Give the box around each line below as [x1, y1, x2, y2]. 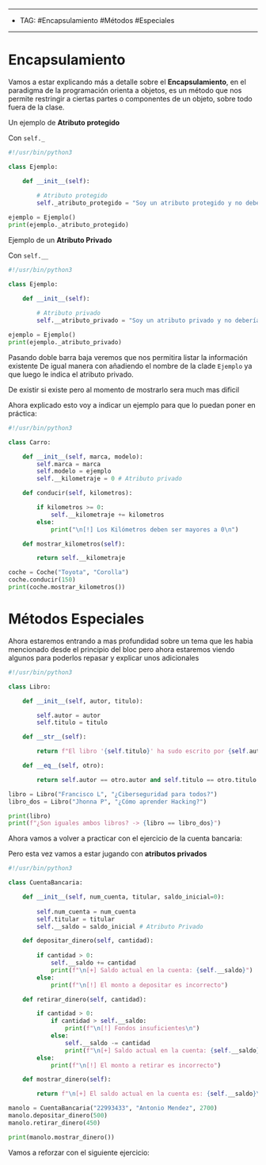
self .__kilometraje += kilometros [50, 511, 165, 519]
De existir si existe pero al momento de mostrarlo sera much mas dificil [8, 385, 240, 394]
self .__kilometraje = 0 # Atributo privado [36, 475, 182, 483]
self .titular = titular [36, 915, 115, 923]
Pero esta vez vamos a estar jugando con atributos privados [8, 849, 207, 859]
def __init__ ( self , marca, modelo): [22, 453, 144, 461]
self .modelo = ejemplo [36, 467, 112, 476]
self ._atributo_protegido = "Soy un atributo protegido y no [36, 199, 243, 207]
